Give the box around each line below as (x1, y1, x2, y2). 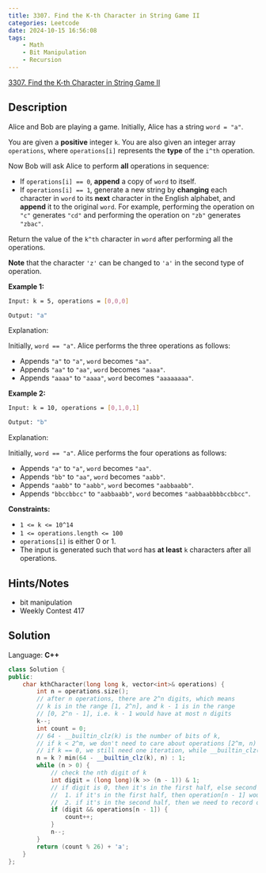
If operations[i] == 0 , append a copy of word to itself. (19, 176, 196, 186)
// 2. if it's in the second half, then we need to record (50, 798, 253, 806)
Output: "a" (8, 311, 47, 319)
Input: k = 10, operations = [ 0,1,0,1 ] (8, 404, 140, 412)
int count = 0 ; (36, 724, 87, 732)
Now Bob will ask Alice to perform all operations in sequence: (8, 160, 210, 171)
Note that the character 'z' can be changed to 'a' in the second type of (8, 257, 245, 267)
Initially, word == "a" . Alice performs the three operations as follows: (8, 341, 231, 350)
